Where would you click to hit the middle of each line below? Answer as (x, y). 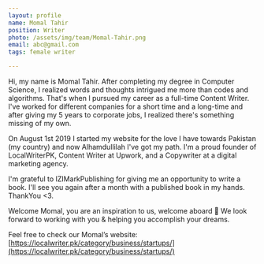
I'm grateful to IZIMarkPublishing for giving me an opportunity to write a (125, 179)
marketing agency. (38, 164)
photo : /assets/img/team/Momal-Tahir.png (77, 37)
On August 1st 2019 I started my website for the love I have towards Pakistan (132, 138)
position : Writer (37, 30)
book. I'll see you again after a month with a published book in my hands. (127, 187)
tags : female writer (42, 52)
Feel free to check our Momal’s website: (73, 234)
